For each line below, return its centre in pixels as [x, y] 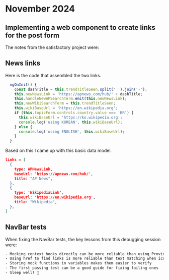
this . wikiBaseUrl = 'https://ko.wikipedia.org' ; [70, 117]
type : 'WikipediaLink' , [39, 193]
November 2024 [40, 9]
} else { [23, 127]
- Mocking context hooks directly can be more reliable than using [77, 254]
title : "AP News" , [33, 179]
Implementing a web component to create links [80, 27]
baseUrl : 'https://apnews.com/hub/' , [54, 174]
